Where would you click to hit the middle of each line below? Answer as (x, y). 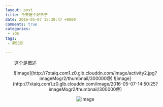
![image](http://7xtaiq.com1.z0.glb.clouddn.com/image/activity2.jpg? (85, 73)
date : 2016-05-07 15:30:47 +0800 (41, 19)
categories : (18, 29)
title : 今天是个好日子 (27, 15)
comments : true (21, 24)
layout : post (19, 10)
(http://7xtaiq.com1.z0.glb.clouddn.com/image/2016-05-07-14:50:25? (85, 84)
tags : (11, 39)
